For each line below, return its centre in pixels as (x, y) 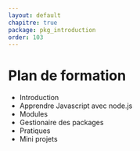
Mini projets (38, 139)
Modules (34, 114)
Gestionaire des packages (61, 123)
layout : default (34, 15)
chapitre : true (33, 23)
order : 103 (26, 37)
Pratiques (35, 131)
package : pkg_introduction (52, 30)
